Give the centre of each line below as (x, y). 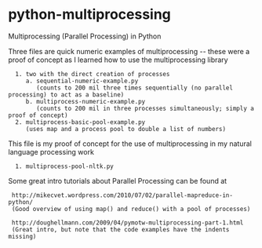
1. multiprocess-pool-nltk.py (64, 166)
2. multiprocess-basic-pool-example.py (80, 122)
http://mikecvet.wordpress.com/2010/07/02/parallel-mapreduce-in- (122, 195)
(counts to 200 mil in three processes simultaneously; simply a (146, 108)
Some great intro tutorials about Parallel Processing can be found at (118, 181)
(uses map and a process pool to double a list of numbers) (126, 129)
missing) (22, 236)
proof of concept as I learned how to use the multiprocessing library (118, 60)
